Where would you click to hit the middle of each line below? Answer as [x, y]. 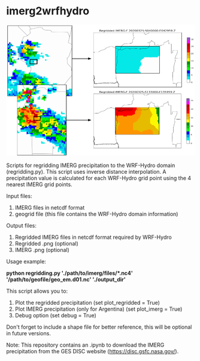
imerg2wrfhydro [48, 11]
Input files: [19, 196]
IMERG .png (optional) [42, 250]
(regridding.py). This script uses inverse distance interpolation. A [86, 171]
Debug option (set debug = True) [56, 315]
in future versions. [28, 333]
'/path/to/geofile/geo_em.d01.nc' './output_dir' [66, 279]
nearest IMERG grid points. [40, 184]
